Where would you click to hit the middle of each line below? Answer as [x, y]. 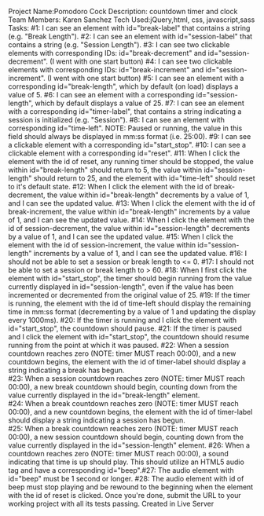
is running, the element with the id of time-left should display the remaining [130, 303]
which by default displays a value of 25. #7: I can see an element [140, 103]
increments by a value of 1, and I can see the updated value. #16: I [140, 253]
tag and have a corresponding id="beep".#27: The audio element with [121, 470]
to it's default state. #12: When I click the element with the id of [110, 187]
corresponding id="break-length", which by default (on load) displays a [123, 86]
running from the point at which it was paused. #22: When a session [119, 345]
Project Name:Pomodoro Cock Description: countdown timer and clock [123, 11]
